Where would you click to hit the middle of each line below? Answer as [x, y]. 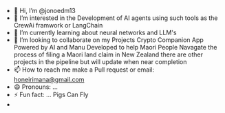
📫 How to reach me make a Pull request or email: [84, 70]
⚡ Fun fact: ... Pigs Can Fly [51, 94]
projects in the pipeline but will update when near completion [100, 62]
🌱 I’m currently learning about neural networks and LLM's [95, 32]
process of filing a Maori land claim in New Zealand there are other [108, 54]
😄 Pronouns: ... [36, 87]
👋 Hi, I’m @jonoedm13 [44, 11]
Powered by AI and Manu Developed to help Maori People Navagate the [115, 47]
